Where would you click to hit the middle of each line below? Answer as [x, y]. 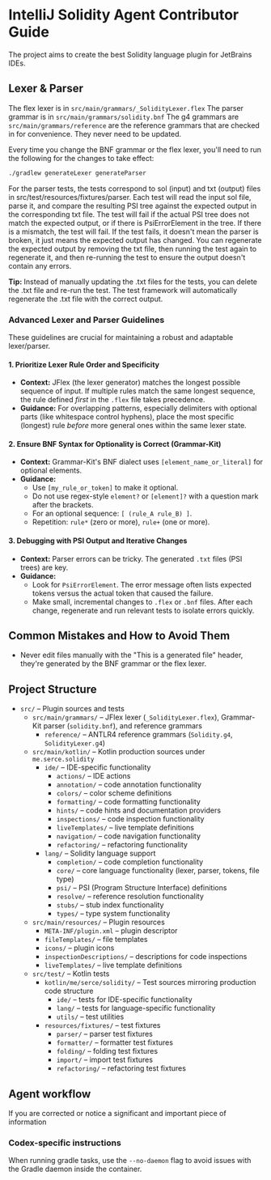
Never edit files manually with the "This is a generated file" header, [131, 655]
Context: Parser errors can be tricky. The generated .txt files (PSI [131, 558]
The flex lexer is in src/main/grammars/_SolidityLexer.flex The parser [126, 108]
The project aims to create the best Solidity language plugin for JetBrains [130, 54]
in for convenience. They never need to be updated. [95, 134]
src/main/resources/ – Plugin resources [99, 922]
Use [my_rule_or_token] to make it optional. [105, 488]
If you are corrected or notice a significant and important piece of [117, 1113]
